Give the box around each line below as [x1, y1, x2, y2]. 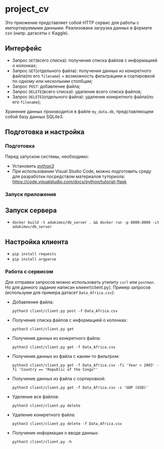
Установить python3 [12, 163, 54, 169]
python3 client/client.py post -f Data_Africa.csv [12, 309, 118, 314]
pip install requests [12, 251, 56, 256]
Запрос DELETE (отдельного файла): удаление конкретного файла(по [12, 94, 154, 100]
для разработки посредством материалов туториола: [12, 174, 125, 179]
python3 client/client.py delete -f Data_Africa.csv [12, 422, 122, 426]
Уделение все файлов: [12, 394, 60, 400]
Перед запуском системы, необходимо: [5, 153, 89, 160]
